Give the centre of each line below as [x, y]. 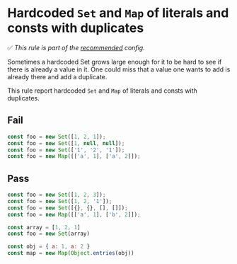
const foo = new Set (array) [49, 234]
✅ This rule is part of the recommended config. [76, 47]
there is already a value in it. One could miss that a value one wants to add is [119, 69]
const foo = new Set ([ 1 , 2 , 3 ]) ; [57, 195]
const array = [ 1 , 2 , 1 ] [44, 227]
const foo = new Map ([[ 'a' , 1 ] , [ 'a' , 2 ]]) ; [74, 156]
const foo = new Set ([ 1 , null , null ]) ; [66, 143]
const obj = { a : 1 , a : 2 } [49, 247]
